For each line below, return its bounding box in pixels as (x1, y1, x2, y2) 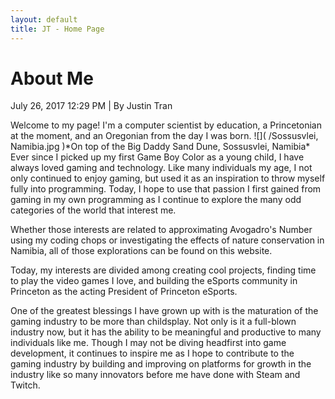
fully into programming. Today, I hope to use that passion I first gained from (10, 183, 322, 195)
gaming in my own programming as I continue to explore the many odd (10, 194, 302, 206)
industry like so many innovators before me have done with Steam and (10, 369, 301, 381)
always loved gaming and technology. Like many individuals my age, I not (10, 162, 313, 174)
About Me (10, 67, 94, 90)
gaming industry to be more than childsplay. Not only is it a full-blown (10, 316, 297, 328)
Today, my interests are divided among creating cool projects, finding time (10, 264, 317, 276)
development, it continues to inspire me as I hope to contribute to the (10, 347, 295, 360)
